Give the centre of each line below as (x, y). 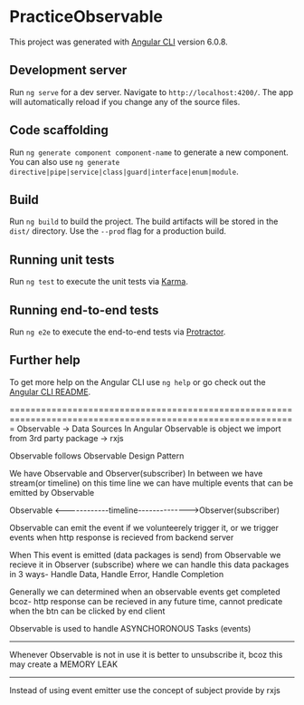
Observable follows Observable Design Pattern (97, 456)
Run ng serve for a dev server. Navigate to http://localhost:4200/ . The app (152, 92)
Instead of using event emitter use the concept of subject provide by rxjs (145, 690)
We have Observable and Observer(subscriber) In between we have (136, 473)
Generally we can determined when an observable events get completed (145, 592)
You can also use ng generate (65, 161)
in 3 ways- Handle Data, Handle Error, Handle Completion (117, 574)
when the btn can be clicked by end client (87, 611)
